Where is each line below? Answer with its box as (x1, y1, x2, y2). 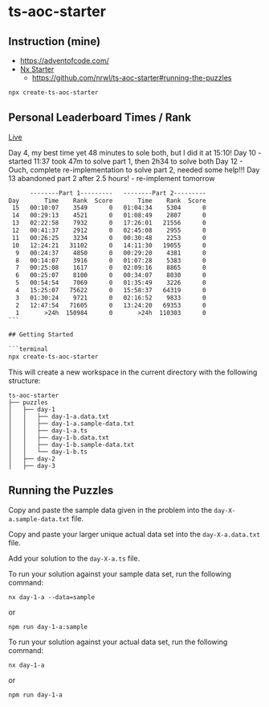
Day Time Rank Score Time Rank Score (8, 196, 206, 205)
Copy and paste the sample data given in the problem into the (8, 505, 213, 515)
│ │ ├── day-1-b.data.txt (8, 434, 110, 442)
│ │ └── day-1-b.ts (8, 448, 88, 457)
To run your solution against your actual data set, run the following (8, 637, 228, 647)
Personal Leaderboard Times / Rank (8, 111, 191, 125)
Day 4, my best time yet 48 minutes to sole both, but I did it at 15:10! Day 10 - (8, 147, 262, 157)
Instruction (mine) (8, 35, 101, 48)
